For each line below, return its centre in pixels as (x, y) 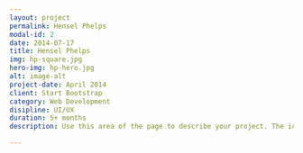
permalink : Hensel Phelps (58, 26)
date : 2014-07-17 (42, 43)
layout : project (40, 18)
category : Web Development (60, 101)
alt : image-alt (38, 76)
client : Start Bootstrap (56, 93)
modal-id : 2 (32, 34)
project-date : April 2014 (58, 85)
